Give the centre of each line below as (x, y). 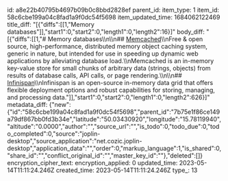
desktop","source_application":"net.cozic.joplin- (75, 141)
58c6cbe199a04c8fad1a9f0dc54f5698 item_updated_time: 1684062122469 (114, 17)
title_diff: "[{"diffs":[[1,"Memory (51, 24)
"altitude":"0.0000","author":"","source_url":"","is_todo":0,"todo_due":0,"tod (113, 126)
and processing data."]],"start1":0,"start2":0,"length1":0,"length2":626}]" (109, 97)
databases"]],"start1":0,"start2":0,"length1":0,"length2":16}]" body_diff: (106, 32)
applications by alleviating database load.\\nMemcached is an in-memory (111, 61)
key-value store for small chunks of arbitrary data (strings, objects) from (109, 68)
